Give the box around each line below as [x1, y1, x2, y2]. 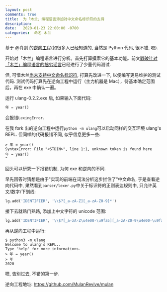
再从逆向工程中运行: [5, 227, 46, 234]
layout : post [5, 7, 32, 12]
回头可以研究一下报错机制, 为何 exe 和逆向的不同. [5, 165, 106, 172]
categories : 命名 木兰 [5, 30, 51, 35]
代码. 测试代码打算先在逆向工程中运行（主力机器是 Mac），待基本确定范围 [5, 78, 155, 84]
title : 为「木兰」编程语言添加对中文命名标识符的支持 [5, 16, 104, 21]
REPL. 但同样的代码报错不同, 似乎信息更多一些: [5, 131, 101, 137]
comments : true [5, 12, 37, 17]
